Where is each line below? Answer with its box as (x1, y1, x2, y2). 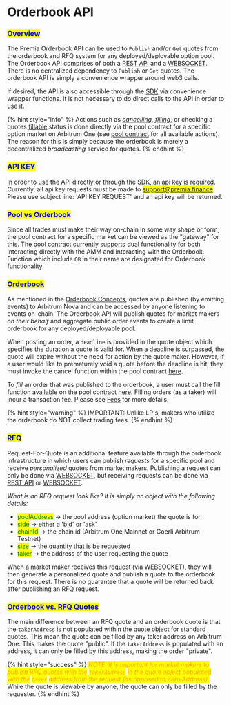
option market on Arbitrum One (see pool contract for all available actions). (7, 130, 220, 138)
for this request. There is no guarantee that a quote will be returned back (7, 577, 214, 585)
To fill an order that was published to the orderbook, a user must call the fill (7, 381, 221, 389)
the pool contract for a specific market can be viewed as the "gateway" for (7, 233, 219, 241)
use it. (7, 102, 25, 111)
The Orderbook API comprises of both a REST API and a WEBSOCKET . (7, 59, 208, 68)
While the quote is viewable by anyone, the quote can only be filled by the (7, 682, 217, 690)
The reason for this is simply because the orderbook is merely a (7, 138, 188, 146)
